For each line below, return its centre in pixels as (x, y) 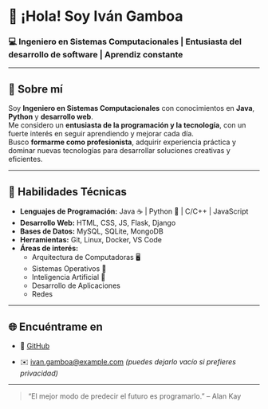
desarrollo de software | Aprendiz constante (96, 55)
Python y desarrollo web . (51, 117)
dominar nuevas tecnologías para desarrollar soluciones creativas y (120, 151)
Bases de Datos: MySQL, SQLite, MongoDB (91, 231)
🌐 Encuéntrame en (55, 326)
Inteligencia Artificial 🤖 (69, 277)
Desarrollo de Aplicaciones (76, 285)
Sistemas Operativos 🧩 (69, 269)
